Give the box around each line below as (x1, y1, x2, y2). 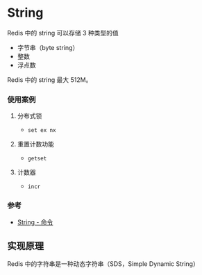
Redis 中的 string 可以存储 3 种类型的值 (7, 28, 119, 37)
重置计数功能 (17, 140, 54, 149)
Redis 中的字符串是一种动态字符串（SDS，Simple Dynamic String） (7, 260, 199, 268)
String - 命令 (17, 217, 53, 226)
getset (27, 155, 47, 162)
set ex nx (27, 127, 57, 134)
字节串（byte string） (17, 43, 79, 51)
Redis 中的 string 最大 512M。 (7, 75, 92, 84)
